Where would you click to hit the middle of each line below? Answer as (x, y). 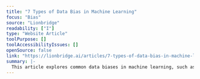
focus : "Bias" (24, 17)
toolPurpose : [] (26, 39)
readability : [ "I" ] (30, 28)
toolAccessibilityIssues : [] (42, 45)
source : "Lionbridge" (33, 23)
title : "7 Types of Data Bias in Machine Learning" (71, 12)
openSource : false (29, 50)
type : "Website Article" (37, 34)
